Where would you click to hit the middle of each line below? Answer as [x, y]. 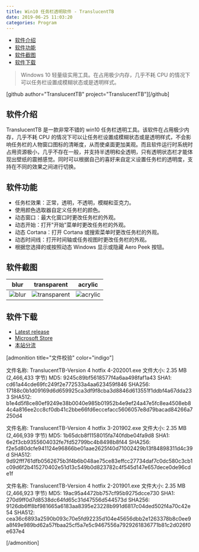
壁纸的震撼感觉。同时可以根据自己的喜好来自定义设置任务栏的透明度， [102, 159]
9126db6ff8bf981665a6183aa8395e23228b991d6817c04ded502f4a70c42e [98, 506]
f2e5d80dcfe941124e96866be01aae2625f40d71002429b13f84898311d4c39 [99, 448]
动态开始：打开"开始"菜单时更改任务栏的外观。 [72, 225]
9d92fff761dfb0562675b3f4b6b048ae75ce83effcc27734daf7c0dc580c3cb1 [99, 461]
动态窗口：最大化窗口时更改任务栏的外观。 [67, 217]
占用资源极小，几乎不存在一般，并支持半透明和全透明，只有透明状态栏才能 [97, 152]
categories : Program [32, 23]
